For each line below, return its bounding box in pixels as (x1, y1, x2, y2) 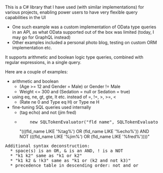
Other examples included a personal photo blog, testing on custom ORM (12, 40, 157, 45)
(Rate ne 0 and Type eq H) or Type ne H (19, 99, 100, 105)
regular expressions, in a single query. (5, 60, 82, 65)
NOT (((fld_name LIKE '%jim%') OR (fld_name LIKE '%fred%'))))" (19, 134, 150, 139)
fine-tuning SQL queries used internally (12, 105, 91, 110)
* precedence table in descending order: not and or (10, 163, 139, 168)
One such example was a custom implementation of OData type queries (12, 24, 157, 30)
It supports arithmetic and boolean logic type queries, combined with (5, 54, 144, 60)
